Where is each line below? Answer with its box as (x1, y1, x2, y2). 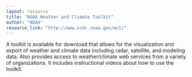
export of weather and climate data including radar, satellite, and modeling (6, 47, 186, 54)
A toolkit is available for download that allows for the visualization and (6, 41, 174, 48)
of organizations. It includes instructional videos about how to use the (6, 60, 174, 66)
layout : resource (6, 8, 49, 15)
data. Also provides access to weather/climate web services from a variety (6, 53, 186, 60)
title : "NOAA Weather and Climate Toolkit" (6, 14, 114, 20)
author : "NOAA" (6, 19, 43, 25)
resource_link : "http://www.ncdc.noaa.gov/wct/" (6, 24, 127, 31)
